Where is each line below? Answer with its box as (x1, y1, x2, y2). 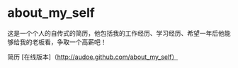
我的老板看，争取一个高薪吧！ (19, 37, 107, 46)
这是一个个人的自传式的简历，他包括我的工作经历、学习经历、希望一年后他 (7, 29, 225, 37)
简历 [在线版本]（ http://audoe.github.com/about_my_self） (7, 53, 178, 61)
